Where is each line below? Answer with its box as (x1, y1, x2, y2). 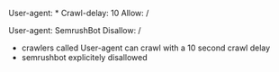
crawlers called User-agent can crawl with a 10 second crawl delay (21, 42, 271, 53)
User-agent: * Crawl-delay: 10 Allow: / (8, 8, 149, 18)
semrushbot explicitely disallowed (21, 52, 148, 62)
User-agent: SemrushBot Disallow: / (8, 25, 141, 35)
